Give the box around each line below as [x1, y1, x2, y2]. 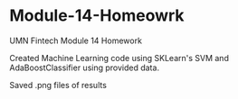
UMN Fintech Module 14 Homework [9, 35, 143, 46]
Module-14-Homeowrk [9, 5, 185, 26]
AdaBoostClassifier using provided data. [9, 62, 160, 73]
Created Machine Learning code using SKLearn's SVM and [9, 52, 229, 63]
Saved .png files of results [9, 79, 107, 90]
